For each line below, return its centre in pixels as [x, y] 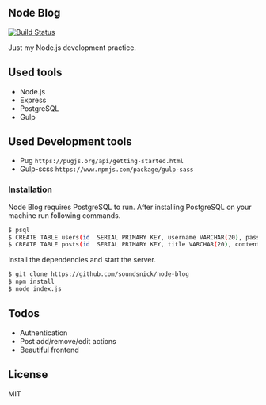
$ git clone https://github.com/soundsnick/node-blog [99, 274]
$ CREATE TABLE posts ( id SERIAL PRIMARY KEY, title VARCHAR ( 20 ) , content [134, 245]
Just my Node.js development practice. [72, 48]
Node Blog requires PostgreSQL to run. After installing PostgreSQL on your [130, 207]
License [28, 374]
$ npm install [32, 282]
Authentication [44, 333]
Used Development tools [70, 142]
